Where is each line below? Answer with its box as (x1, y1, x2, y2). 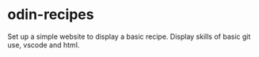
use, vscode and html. (7, 40, 80, 49)
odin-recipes (7, 6, 94, 24)
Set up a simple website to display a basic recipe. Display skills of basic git (7, 32, 251, 41)
